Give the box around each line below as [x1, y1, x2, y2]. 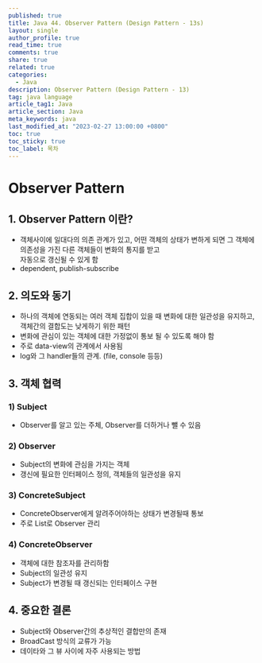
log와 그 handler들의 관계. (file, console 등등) [19, 351, 164, 361]
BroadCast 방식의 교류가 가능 [19, 636, 112, 646]
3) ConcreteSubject [8, 490, 86, 501]
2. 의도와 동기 [8, 289, 71, 302]
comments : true [8, 48, 59, 56]
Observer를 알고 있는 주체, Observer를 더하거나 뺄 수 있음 [19, 420, 202, 429]
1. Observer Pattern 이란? [8, 212, 133, 226]
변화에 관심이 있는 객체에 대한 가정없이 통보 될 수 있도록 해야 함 [19, 331, 214, 341]
